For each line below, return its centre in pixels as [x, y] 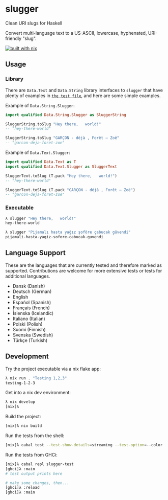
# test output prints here [34, 473]
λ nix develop [20, 402]
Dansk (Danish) [29, 286]
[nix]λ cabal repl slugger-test [39, 464]
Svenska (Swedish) [33, 335]
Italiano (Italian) [29, 319]
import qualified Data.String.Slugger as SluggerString [66, 115]
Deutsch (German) [32, 291]
